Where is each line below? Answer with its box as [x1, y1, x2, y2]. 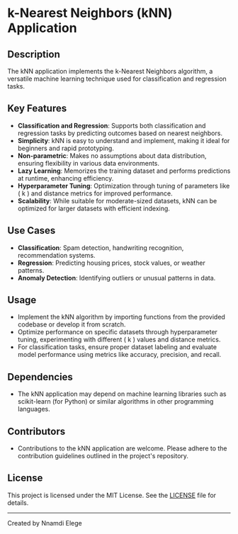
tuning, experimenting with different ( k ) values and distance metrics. [17, 335, 221, 344]
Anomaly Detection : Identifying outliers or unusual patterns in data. [17, 273, 216, 282]
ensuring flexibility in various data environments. [17, 159, 160, 167]
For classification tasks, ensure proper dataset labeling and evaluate [17, 343, 217, 351]
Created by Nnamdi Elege [7, 518, 83, 527]
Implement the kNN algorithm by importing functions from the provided [17, 313, 225, 322]
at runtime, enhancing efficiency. [17, 174, 114, 182]
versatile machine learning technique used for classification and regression [7, 74, 227, 83]
